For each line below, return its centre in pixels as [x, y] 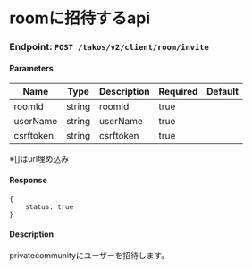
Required [178, 92]
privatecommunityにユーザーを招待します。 [89, 255]
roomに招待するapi [80, 18]
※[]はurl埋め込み [39, 159]
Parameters [31, 68]
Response [28, 180]
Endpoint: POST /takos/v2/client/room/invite [109, 47]
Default [223, 92]
